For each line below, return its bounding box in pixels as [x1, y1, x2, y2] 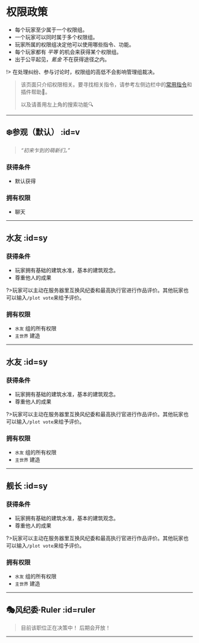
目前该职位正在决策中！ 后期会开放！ [20, 624, 111, 631]
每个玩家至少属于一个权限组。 [14, 26, 88, 33]
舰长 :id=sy [6, 481, 48, 491]
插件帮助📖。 [20, 88, 50, 95]
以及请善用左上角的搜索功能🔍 [20, 101, 94, 108]
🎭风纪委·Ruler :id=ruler [6, 605, 96, 615]
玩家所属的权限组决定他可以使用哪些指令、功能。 [14, 41, 134, 48]
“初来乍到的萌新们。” [20, 146, 70, 154]
